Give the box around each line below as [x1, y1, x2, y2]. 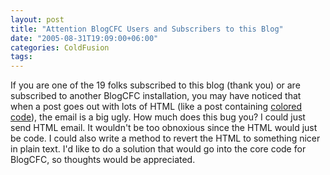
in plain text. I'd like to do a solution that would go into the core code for [10, 143, 307, 155]
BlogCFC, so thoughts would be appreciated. [10, 154, 196, 166]
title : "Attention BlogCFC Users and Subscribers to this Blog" [10, 24, 284, 34]
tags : [10, 52, 33, 62]
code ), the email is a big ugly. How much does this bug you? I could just [10, 111, 306, 123]
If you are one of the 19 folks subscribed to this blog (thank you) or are [10, 79, 301, 91]
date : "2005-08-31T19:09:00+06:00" [10, 33, 159, 43]
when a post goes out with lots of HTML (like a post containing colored [10, 101, 303, 113]
